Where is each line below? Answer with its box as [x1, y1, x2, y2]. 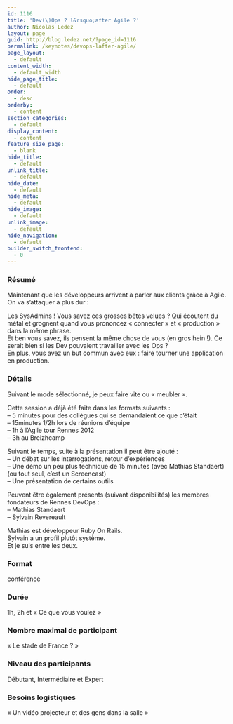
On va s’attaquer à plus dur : [7, 298, 89, 307]
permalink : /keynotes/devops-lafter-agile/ [7, 43, 137, 50]
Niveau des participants [7, 659, 91, 669]
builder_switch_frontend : [7, 245, 83, 253]
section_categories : [7, 114, 68, 121]
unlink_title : [7, 166, 49, 174]
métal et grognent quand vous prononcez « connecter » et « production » [7, 319, 220, 328]
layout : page [7, 29, 46, 37]
